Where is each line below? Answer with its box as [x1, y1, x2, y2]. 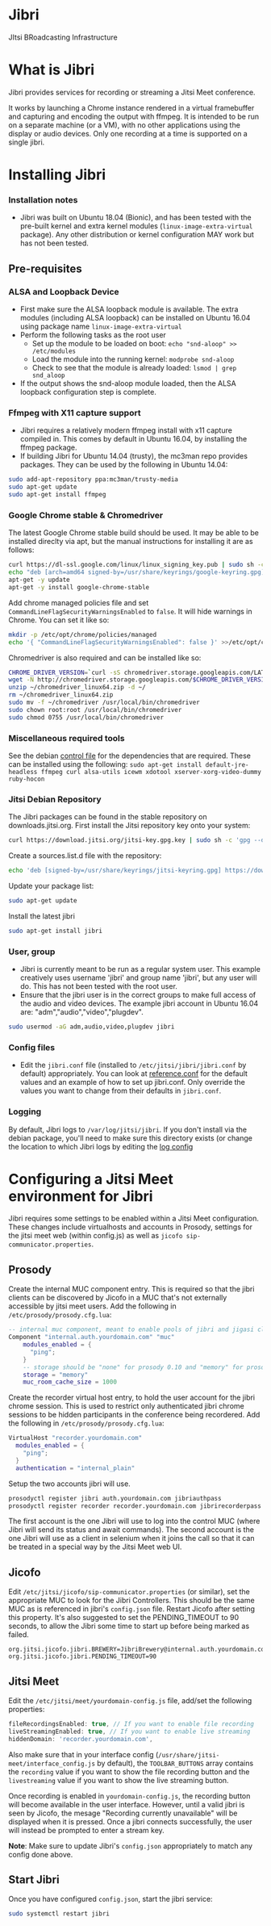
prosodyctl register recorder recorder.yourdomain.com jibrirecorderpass [8, 1501, 262, 1510]
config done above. [8, 1849, 73, 1859]
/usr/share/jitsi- [158, 1751, 220, 1759]
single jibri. [8, 137, 45, 147]
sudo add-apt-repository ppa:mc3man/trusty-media [8, 475, 179, 484]
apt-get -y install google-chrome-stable [8, 583, 150, 591]
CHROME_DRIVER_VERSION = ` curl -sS [8, 668, 121, 676]
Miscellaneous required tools [8, 732, 125, 743]
